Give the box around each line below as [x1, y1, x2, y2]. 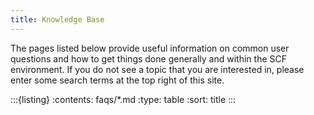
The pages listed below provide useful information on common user [10, 42, 290, 54]
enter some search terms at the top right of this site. [10, 74, 225, 86]
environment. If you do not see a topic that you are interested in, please [10, 63, 305, 75]
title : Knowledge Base [10, 14, 105, 25]
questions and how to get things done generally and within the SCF [10, 52, 287, 65]
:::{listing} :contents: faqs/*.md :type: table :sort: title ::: [10, 93, 237, 105]
